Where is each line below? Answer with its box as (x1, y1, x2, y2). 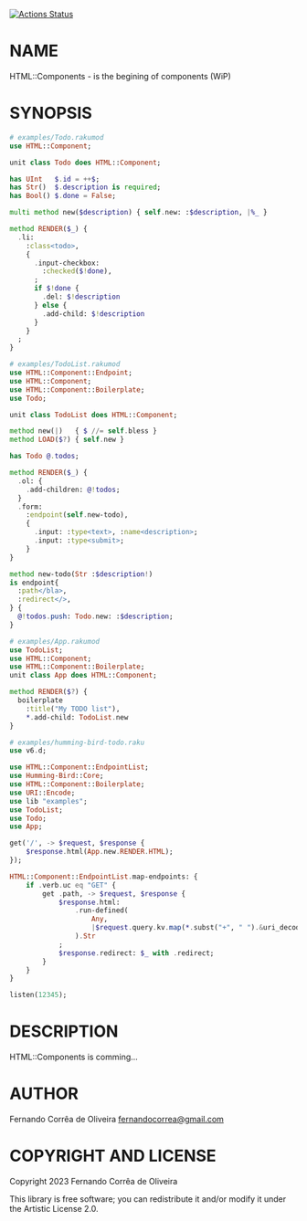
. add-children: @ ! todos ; (26, 485, 121, 494)
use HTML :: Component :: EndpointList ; (9, 763, 149, 772)
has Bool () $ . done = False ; (9, 192, 117, 201)
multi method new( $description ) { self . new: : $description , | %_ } (9, 208, 268, 217)
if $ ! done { (33, 284, 79, 293)
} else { (33, 300, 68, 310)
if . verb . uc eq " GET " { (26, 880, 117, 889)
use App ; (9, 822, 43, 831)
